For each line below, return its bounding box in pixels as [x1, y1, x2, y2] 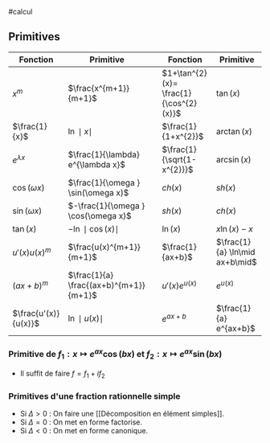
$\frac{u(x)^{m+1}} [67, 241, 141, 252]
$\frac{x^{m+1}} [67, 82, 130, 93]
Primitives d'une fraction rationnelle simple [8, 390, 181, 401]
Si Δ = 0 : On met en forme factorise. [19, 417, 143, 427]
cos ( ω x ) [12, 182, 45, 193]
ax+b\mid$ [215, 256, 257, 268]
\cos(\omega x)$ [67, 210, 132, 221]
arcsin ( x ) [215, 154, 252, 165]
